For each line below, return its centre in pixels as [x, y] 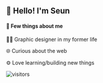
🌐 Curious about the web [36, 50]
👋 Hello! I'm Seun [38, 11]
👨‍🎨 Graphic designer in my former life [52, 39]
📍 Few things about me [34, 26]
